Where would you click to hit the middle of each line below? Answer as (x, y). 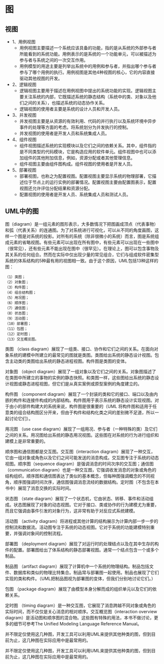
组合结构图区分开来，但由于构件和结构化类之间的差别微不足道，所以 (86, 412)
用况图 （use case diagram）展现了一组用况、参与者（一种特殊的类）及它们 (81, 429)
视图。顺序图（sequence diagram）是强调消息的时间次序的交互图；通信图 (79, 464)
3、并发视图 (24, 115)
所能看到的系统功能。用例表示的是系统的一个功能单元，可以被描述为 (88, 54)
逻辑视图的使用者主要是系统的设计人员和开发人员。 (71, 109)
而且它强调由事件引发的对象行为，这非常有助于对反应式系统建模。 (71, 511)
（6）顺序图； (17, 303)
